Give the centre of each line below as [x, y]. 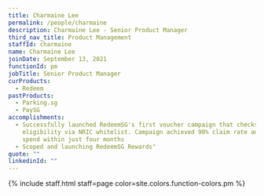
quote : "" [24, 154]
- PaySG [28, 111]
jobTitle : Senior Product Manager [65, 74]
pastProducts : [31, 96]
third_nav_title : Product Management [70, 37]
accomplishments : [37, 118]
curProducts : [29, 81]
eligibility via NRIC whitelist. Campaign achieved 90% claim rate [135, 132]
